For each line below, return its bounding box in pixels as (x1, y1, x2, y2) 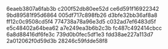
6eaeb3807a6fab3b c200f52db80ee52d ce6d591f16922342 (6, 5, 159, 12)
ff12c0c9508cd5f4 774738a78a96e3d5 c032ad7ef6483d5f (6, 18, 156, 25)
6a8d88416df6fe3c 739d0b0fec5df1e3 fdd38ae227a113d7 (6, 31, 153, 38)
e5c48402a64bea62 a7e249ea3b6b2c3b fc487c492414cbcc (6, 24, 162, 31)
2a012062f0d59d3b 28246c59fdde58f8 (6, 38, 108, 44)
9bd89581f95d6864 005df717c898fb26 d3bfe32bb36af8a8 (6, 11, 158, 19)
